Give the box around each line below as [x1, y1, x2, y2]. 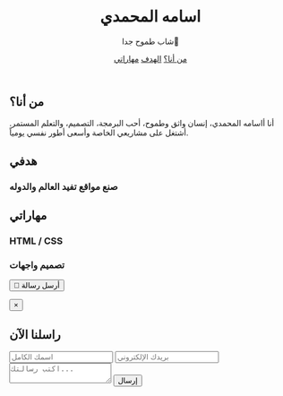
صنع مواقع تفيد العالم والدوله [9, 180, 118, 193]
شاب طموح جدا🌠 [122, 36, 179, 47]
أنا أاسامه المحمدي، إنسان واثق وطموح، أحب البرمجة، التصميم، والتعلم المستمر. [9, 118, 275, 129]
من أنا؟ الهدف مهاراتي [113, 53, 188, 64]
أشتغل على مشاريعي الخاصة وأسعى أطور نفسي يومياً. [9, 127, 189, 138]
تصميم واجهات [9, 258, 65, 271]
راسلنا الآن [9, 327, 61, 342]
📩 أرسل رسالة [13, 280, 60, 290]
